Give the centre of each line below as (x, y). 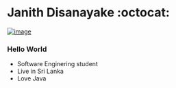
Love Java (32, 78)
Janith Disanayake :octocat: (88, 13)
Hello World (27, 49)
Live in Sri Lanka (40, 71)
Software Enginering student (57, 64)
